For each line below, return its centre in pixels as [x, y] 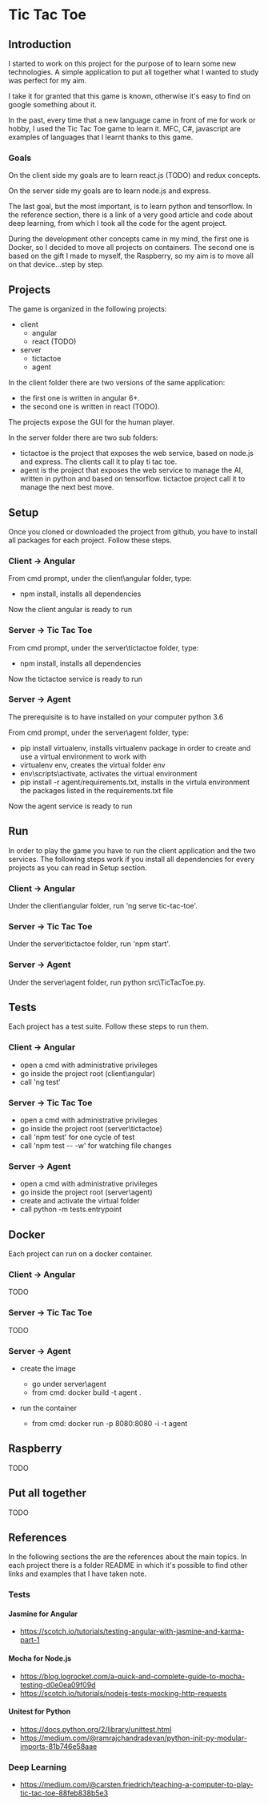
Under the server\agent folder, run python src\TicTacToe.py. [107, 982]
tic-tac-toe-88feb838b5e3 [64, 1793]
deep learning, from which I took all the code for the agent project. [118, 224]
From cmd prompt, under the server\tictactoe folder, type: [104, 647]
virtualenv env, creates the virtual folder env [92, 765]
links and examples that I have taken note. [77, 1574]
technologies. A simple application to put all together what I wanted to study [134, 72]
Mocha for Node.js [40, 1658]
